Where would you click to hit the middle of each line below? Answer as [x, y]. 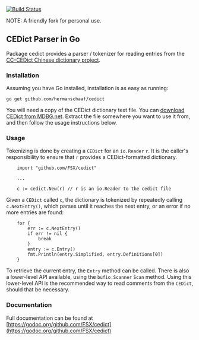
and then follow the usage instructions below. [62, 123]
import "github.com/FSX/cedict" [57, 168]
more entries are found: [35, 212]
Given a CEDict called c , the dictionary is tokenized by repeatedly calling [94, 200]
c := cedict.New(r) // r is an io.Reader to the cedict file [94, 189]
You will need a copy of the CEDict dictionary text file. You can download [95, 110]
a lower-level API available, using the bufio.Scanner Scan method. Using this [99, 277]
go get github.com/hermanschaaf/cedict [56, 99]
